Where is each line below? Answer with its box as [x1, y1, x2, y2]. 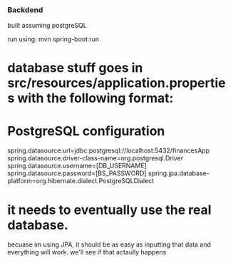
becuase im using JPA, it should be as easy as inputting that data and [7, 240, 212, 249]
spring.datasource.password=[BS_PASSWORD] [7, 169, 147, 177]
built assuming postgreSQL [7, 21, 87, 30]
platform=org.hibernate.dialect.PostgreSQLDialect [7, 177, 155, 185]
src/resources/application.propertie [7, 75, 226, 91]
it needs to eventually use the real [7, 202, 212, 218]
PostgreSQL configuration [7, 123, 165, 139]
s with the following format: [7, 91, 174, 106]
